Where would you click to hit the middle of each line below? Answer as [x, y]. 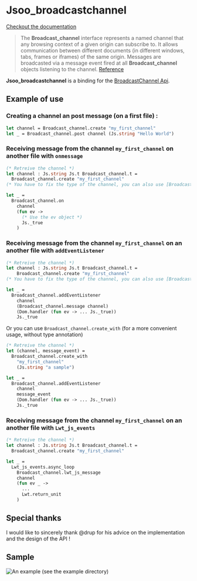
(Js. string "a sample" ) [46, 367]
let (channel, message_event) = [45, 351]
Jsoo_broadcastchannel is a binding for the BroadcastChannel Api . [88, 81]
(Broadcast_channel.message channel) [63, 306]
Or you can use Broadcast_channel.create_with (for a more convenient [91, 328]
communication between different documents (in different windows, [102, 50]
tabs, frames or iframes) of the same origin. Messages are [91, 57]
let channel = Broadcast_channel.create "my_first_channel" [81, 128]
